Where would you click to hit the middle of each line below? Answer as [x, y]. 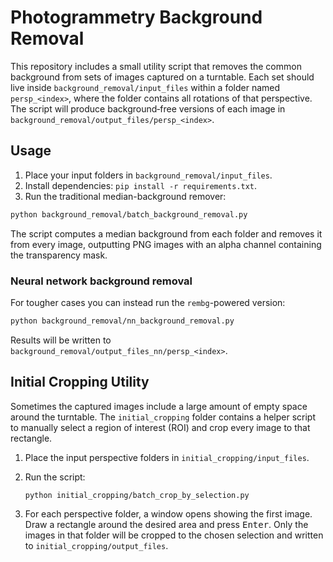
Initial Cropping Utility [80, 382]
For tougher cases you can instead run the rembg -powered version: [148, 302]
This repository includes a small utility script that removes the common [156, 66]
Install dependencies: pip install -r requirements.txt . [141, 185]
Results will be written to [61, 340]
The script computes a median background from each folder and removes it [166, 233]
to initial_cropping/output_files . [96, 546]
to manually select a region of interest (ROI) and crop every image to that [160, 427]
